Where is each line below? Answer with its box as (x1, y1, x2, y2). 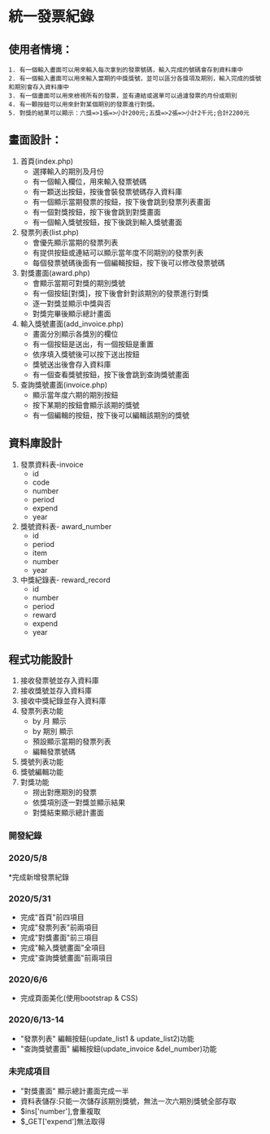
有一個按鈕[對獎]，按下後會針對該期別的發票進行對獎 (32, 288, 209, 298)
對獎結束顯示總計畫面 (32, 808, 104, 818)
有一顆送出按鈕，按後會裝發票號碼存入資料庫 (32, 186, 183, 196)
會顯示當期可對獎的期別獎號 (32, 278, 126, 288)
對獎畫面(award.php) (20, 267, 91, 277)
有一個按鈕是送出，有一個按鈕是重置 (32, 339, 155, 349)
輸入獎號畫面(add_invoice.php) (20, 319, 124, 328)
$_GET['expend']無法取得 (20, 1116, 106, 1126)
